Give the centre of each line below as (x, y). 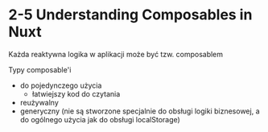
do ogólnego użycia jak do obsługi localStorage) (100, 119)
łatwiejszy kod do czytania (76, 93)
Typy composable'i (40, 69)
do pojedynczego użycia (61, 85)
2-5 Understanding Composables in (130, 15)
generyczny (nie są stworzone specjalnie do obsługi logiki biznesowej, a (140, 111)
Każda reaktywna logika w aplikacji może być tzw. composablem (116, 54)
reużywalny (39, 102)
